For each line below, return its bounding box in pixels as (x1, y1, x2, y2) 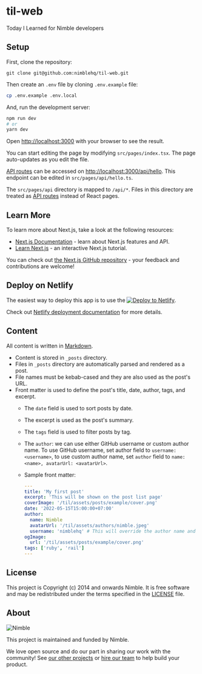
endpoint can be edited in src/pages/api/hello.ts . (6, 174, 133, 181)
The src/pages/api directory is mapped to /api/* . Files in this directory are (6, 186, 194, 193)
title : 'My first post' (24, 488, 85, 494)
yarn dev (6, 127, 29, 133)
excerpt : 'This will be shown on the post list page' (24, 494, 163, 500)
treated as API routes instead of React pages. (6, 192, 120, 200)
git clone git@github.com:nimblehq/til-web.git (6, 70, 129, 76)
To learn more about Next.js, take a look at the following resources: (6, 226, 174, 234)
